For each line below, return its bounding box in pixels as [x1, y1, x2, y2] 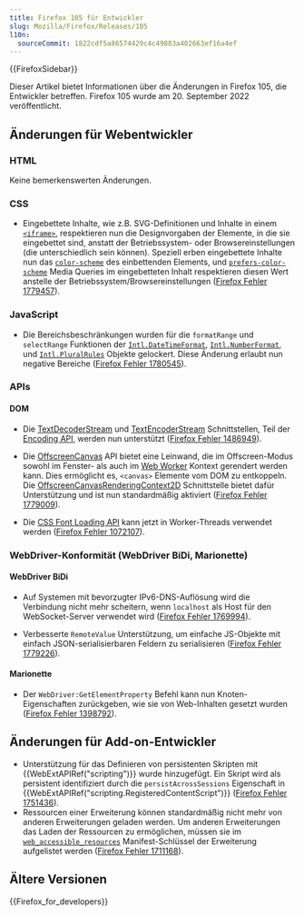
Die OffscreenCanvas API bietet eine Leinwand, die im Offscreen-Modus [22, 451, 293, 462]
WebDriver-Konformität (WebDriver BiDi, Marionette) [9, 549, 248, 562]
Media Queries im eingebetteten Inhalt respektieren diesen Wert [49, 266, 289, 277]
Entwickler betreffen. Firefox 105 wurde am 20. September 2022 [9, 91, 250, 102]
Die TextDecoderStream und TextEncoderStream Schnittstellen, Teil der [22, 423, 290, 434]
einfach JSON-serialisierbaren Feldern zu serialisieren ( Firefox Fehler [22, 638, 282, 649]
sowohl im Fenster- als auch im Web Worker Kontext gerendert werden [22, 460, 288, 471]
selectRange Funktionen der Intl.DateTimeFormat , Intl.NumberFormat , [22, 338, 282, 350]
